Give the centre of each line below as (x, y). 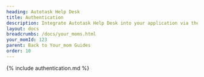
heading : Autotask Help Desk (43, 12)
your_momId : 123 (27, 40)
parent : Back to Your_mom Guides (49, 46)
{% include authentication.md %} (48, 68)
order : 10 (19, 51)
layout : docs (23, 29)
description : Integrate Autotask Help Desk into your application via (97, 23)
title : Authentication (35, 17)
